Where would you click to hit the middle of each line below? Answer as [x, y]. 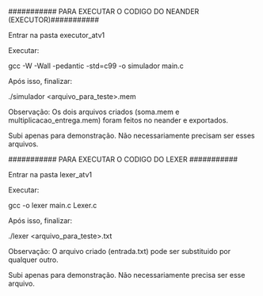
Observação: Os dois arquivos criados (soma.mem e [94, 112]
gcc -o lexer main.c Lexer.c [53, 205]
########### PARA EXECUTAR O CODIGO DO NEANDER [104, 11]
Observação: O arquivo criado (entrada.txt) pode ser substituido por [120, 251]
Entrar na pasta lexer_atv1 [50, 175]
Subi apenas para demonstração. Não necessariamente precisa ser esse [127, 275]
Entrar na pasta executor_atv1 [57, 35]
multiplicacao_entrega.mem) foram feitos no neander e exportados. [118, 120]
